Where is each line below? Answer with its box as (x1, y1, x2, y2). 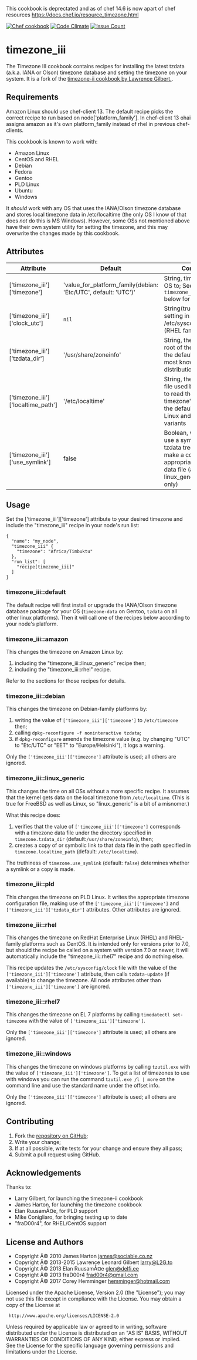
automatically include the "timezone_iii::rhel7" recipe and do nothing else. (6, 953, 184, 960)
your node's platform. (6, 620, 59, 627)
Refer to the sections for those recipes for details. (6, 677, 126, 684)
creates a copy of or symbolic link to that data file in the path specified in (14, 842, 191, 849)
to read (164, 390, 184, 398)
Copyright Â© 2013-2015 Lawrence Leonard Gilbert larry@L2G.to (14, 1259, 173, 1266)
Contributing (6, 1116, 54, 1126)
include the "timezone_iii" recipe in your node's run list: (6, 522, 140, 529)
